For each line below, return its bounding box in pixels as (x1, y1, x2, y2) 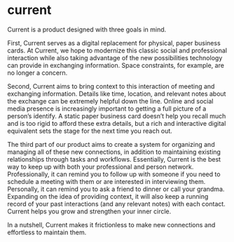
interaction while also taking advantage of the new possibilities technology (7, 53, 223, 62)
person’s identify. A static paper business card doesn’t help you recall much (7, 111, 226, 120)
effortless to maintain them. (7, 228, 87, 236)
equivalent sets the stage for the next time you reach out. (7, 127, 173, 135)
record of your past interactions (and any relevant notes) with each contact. (7, 199, 226, 208)
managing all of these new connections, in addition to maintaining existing (7, 148, 221, 156)
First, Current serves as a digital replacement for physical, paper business (7, 38, 221, 47)
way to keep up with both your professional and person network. (7, 162, 194, 171)
